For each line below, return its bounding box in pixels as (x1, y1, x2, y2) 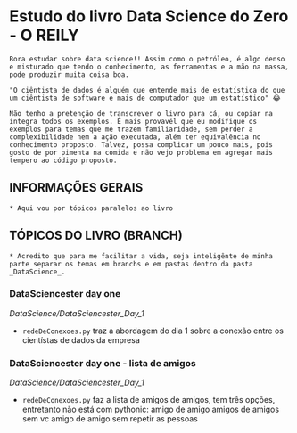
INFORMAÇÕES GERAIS (9, 180, 144, 195)
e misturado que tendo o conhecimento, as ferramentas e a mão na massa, (9, 62, 290, 71)
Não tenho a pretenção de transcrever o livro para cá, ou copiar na (9, 109, 274, 118)
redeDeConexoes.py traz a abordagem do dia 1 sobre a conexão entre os (21, 325, 284, 336)
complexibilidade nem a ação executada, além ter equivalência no (9, 132, 261, 142)
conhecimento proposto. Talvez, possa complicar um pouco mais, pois (9, 140, 274, 149)
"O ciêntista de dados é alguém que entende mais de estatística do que (9, 86, 285, 94)
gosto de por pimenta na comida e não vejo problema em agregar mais (9, 148, 274, 157)
